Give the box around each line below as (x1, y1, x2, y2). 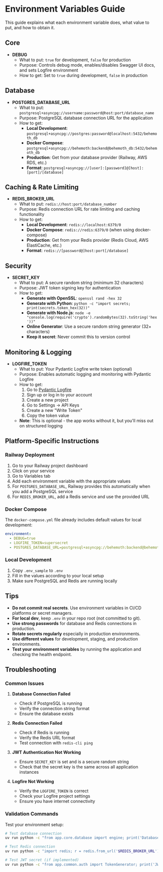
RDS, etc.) (26, 160, 47, 165)
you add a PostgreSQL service (12, 488, 73, 494)
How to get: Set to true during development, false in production (19, 72, 148, 78)
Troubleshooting (5, 665, 57, 674)
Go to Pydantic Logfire (26, 387, 72, 392)
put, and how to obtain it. (5, 24, 55, 30)
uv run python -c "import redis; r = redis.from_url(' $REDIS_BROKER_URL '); (5, 849, 162, 854)
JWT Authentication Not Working (12, 749, 81, 755)
